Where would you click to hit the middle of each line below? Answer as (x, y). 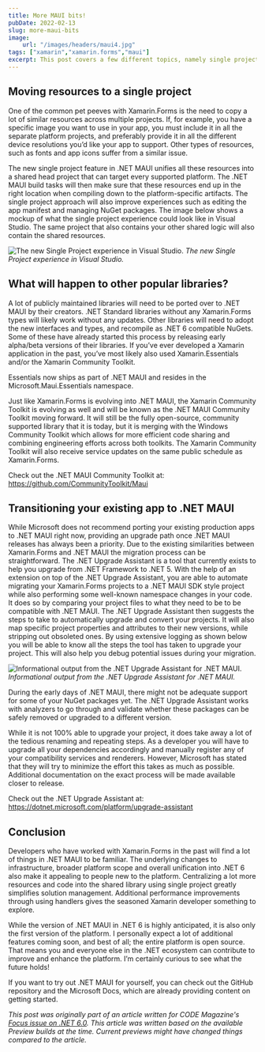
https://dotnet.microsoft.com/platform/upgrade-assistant (101, 807)
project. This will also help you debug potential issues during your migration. (132, 653)
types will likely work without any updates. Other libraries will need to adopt (131, 320)
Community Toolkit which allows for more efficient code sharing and (119, 434)
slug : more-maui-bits (44, 30)
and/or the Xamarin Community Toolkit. (72, 361)
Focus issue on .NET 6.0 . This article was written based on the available (125, 1023)
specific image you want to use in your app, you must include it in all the (125, 127)
